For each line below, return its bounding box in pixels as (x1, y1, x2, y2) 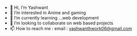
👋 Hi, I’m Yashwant (9, 5, 48, 10)
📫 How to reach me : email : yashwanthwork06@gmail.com (9, 26, 133, 31)
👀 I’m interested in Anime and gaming (9, 10, 87, 16)
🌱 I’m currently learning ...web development (9, 15, 99, 20)
